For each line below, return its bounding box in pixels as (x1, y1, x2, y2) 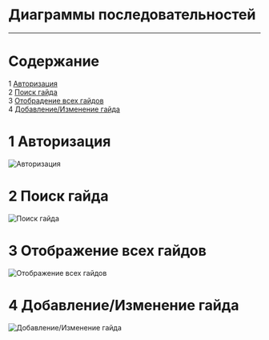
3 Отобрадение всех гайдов (8, 95, 104, 105)
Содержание (8, 52, 100, 71)
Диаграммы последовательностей (8, 6, 256, 24)
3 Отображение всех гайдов (8, 241, 207, 260)
